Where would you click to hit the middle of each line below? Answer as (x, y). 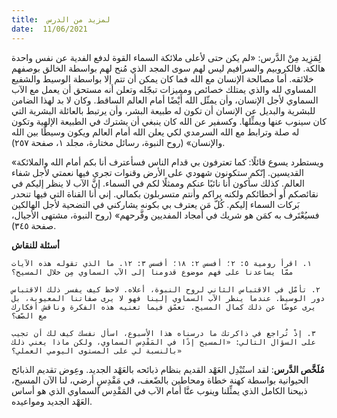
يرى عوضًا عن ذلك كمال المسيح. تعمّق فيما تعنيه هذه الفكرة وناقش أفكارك (163, 307)
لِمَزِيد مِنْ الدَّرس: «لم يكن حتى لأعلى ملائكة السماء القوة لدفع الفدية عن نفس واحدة (166, 57)
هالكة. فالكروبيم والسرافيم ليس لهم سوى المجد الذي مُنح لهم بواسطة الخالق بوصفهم (168, 68)
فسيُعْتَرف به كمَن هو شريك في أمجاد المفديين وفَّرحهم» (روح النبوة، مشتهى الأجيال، (165, 215)
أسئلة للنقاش (35, 245)
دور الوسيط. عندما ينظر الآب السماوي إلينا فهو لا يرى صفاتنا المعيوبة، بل (168, 298)
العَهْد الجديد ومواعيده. (52, 401)
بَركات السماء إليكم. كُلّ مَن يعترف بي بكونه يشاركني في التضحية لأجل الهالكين (156, 204)
